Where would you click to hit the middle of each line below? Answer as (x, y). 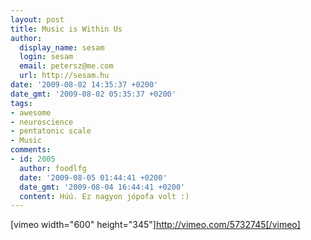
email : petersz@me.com (66, 66)
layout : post (37, 19)
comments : (31, 150)
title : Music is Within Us (66, 29)
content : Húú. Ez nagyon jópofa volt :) (104, 196)
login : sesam (46, 57)
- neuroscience (42, 122)
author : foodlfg (53, 168)
